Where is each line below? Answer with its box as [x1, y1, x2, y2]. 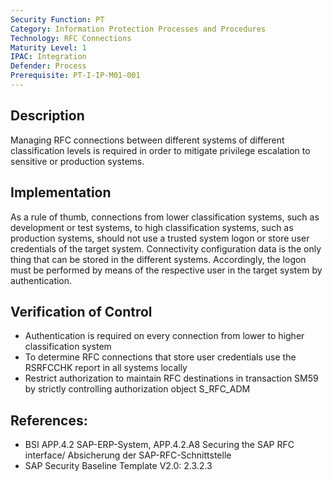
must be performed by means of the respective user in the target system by [10, 264, 323, 276]
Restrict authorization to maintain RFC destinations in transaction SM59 [24, 372, 319, 385]
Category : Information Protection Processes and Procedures [10, 24, 267, 34]
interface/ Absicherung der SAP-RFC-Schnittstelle [24, 449, 232, 461]
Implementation [10, 184, 112, 201]
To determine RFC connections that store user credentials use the [24, 351, 297, 363]
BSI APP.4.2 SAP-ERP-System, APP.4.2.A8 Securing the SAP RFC [24, 439, 295, 451]
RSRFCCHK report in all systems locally [24, 362, 188, 374]
